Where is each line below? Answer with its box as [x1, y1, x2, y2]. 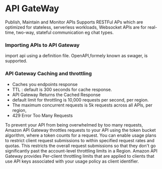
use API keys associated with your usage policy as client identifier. [5, 158, 139, 164]
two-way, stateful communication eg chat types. [16, 29, 114, 35]
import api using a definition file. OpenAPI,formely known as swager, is [5, 53, 148, 59]
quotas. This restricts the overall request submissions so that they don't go [5, 143, 156, 148]
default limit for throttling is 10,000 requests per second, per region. [12, 97, 149, 103]
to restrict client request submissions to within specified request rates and [5, 137, 155, 143]
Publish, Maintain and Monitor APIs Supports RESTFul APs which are [5, 19, 143, 25]
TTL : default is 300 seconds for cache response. [12, 86, 112, 92]
